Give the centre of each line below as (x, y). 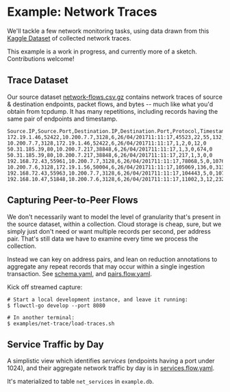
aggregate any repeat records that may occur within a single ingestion (106, 266)
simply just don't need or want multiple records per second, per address (109, 231)
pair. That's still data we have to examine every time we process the (103, 238)
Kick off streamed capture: (45, 287)
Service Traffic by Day (55, 344)
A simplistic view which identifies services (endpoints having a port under (111, 361)
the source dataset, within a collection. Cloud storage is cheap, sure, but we (114, 224)
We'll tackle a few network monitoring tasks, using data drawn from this (108, 31)
